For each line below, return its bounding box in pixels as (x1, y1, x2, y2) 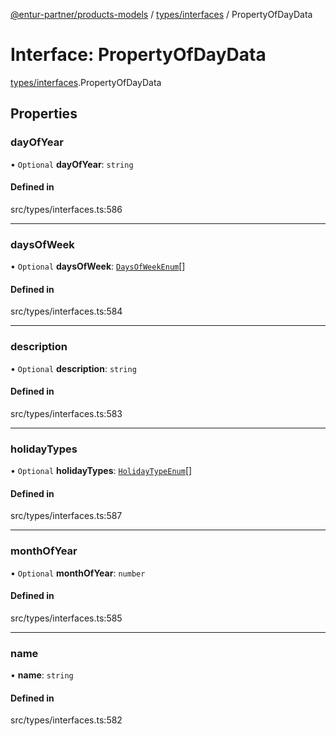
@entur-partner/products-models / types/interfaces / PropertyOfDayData (10, 9, 313, 20)
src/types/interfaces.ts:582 (10, 714, 123, 726)
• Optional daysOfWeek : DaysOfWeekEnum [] (10, 260, 186, 273)
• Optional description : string (10, 362, 137, 374)
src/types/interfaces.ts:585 (10, 612, 123, 624)
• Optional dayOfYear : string (10, 158, 134, 170)
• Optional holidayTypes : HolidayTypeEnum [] (10, 465, 193, 477)
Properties (10, 105, 78, 123)
